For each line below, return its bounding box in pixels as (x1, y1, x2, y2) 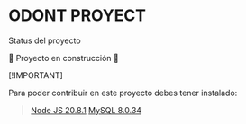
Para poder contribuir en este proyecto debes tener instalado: (8, 87, 238, 98)
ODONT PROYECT (8, 5, 146, 26)
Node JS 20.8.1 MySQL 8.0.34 (30, 104, 141, 115)
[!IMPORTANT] (8, 69, 64, 81)
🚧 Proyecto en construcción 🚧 (8, 52, 119, 63)
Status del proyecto (8, 35, 82, 46)
